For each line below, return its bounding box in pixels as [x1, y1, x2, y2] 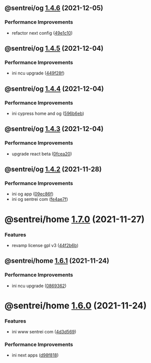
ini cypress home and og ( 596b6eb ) [11, 110, 84, 116]
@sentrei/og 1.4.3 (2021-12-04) [4, 125, 104, 133]
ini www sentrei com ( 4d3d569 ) [11, 329, 76, 335]
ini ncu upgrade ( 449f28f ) [11, 70, 65, 76]
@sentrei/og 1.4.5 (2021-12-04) [4, 44, 104, 53]
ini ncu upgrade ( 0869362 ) [11, 283, 67, 289]
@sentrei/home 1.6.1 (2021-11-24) [4, 256, 109, 265]
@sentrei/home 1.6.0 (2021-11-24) [4, 300, 147, 311]
